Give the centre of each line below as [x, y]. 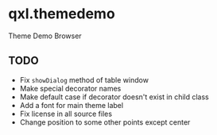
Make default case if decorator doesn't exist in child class [114, 97]
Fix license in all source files [66, 114]
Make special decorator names [70, 88]
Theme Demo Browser [45, 36]
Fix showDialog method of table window [84, 79]
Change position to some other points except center [105, 122]
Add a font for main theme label [72, 105]
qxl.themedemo [62, 14]
